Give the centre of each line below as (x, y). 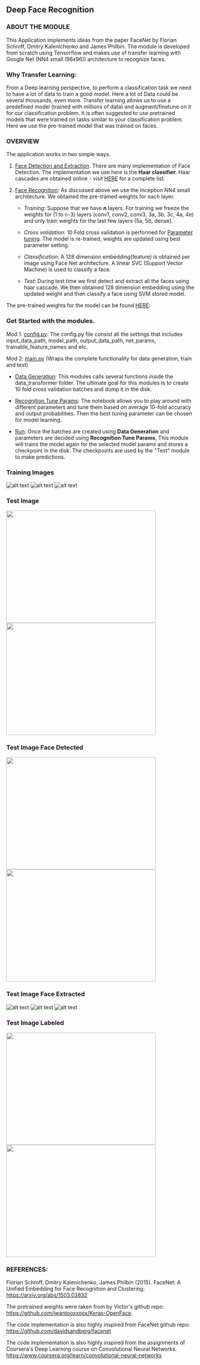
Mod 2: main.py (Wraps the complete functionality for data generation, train (99, 358)
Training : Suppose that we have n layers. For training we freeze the (106, 208)
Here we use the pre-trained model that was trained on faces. (82, 126)
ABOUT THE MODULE (38, 27)
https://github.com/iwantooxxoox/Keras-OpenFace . (70, 1313)
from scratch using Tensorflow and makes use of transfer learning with (93, 53)
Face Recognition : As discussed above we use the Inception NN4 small (102, 190)
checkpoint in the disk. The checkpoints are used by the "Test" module (102, 450)
